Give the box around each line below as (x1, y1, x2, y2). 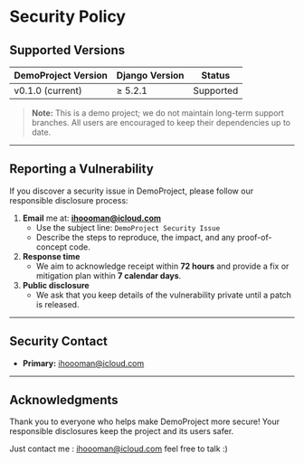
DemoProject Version (14, 70, 109, 81)
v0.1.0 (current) (14, 84, 83, 97)
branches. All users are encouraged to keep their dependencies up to (31, 118, 291, 128)
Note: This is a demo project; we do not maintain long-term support (31, 108, 285, 118)
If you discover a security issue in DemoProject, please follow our (9, 185, 254, 196)
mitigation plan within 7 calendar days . (35, 269, 182, 281)
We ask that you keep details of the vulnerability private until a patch (35, 289, 292, 300)
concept (35, 241, 68, 252)
